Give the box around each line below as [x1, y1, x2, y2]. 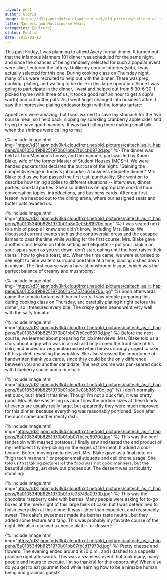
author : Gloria [5, 12, 37, 17]
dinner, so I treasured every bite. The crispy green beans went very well [5, 304, 153, 310]
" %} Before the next [110, 330, 153, 336]
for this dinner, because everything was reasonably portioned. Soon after [5, 408, 155, 414]
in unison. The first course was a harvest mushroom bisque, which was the [5, 262, 159, 269]
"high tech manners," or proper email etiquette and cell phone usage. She [5, 455, 156, 461]
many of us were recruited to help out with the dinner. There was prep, [5, 75, 150, 81]
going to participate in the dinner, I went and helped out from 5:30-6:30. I [5, 86, 155, 92]
